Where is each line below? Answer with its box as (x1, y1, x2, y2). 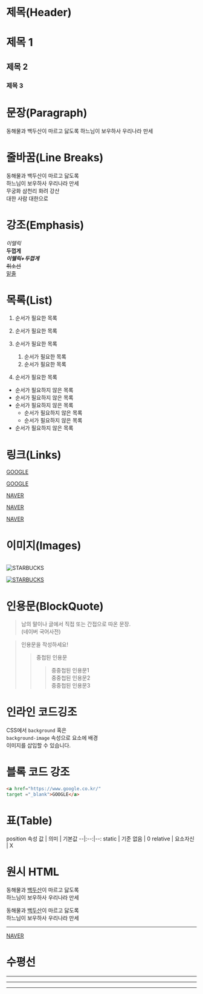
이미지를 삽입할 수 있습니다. (6, 742, 71, 749)
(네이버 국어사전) (21, 628, 62, 635)
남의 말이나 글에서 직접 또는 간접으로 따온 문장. (21, 620, 131, 628)
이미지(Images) (6, 538, 82, 552)
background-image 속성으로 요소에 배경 (6, 734, 98, 742)
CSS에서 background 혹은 (6, 726, 67, 734)
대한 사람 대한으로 (6, 195, 48, 202)
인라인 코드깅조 (6, 705, 77, 719)
